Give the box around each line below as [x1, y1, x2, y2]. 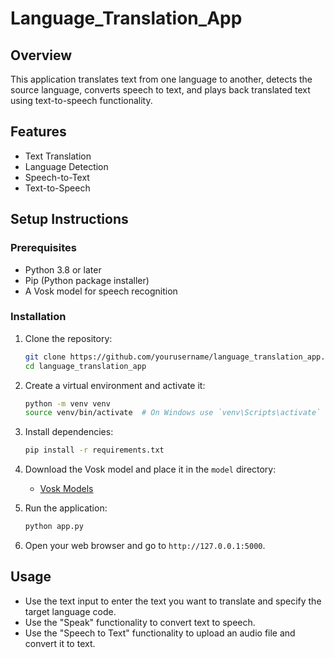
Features [10, 123, 67, 141]
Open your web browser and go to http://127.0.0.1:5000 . [24, 540, 266, 552]
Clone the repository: [24, 332, 113, 344]
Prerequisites [10, 241, 77, 255]
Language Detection [24, 160, 109, 172]
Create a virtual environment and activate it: [24, 379, 206, 391]
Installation [10, 310, 67, 324]
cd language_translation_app [24, 361, 147, 371]
